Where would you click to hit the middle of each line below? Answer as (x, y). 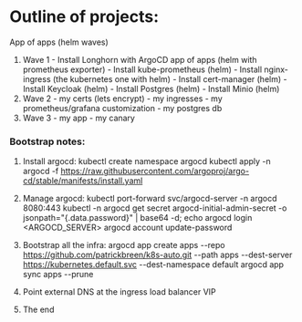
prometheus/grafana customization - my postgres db (122, 108)
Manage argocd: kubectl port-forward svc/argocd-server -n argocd (150, 199)
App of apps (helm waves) (59, 42)
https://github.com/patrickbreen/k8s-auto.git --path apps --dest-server (157, 255)
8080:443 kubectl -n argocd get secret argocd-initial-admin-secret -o (155, 208)
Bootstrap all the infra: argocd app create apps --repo (124, 245)
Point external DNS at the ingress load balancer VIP (119, 292)
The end (38, 310)
